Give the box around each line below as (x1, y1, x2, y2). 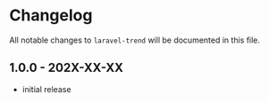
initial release (21, 83, 71, 94)
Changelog (9, 5, 93, 26)
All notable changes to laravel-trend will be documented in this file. (9, 35, 261, 45)
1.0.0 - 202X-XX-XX (9, 60, 123, 75)
